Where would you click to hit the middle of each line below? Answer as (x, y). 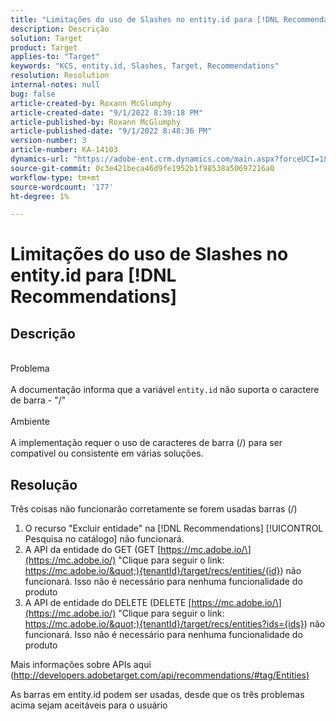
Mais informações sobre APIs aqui (81, 665)
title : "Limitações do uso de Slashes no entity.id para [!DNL (145, 19)
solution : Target (46, 38)
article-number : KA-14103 (64, 150)
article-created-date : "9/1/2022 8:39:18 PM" (106, 112)
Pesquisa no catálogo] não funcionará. (104, 539)
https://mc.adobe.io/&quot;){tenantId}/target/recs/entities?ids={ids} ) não (175, 624)
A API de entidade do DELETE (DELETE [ (108, 603)
